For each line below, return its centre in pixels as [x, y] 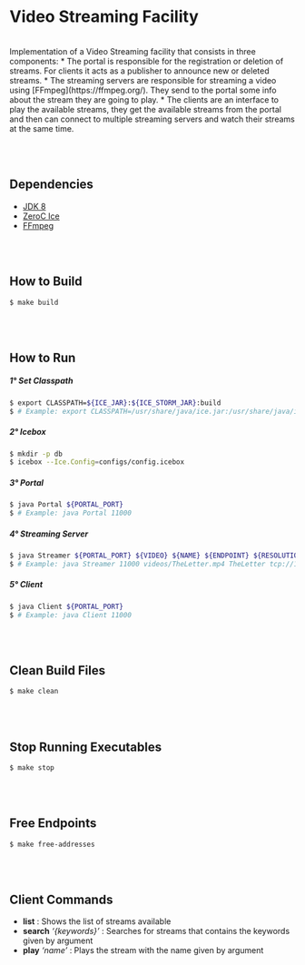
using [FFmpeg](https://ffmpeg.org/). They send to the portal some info [143, 90]
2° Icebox [28, 432]
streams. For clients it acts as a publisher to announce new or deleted [139, 71]
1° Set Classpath [41, 381]
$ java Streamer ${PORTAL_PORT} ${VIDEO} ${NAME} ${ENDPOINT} [129, 556]
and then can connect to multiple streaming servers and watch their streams [152, 119]
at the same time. [42, 128]
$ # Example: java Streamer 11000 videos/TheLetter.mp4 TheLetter [138, 564]
